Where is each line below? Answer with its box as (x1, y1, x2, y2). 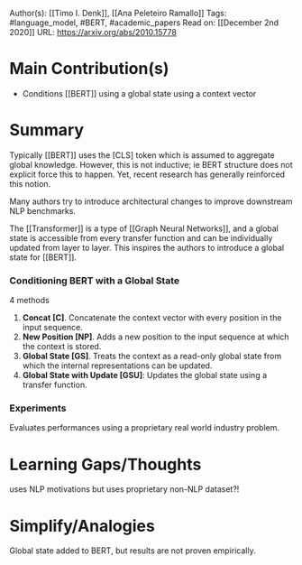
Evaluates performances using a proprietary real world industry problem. (9, 422, 280, 433)
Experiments (9, 402, 67, 414)
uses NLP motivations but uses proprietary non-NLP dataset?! (9, 484, 240, 495)
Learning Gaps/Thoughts (9, 454, 202, 475)
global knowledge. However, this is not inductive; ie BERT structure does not (9, 159, 293, 170)
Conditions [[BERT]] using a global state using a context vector (22, 88, 257, 98)
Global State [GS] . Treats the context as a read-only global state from (22, 351, 282, 362)
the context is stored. (22, 341, 102, 352)
